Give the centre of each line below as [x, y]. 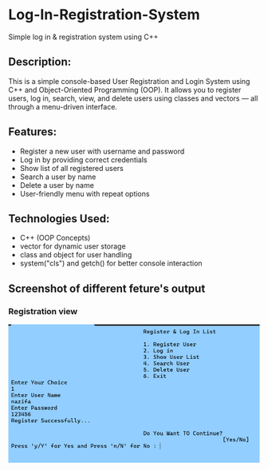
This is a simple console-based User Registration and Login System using [129, 81]
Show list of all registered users [71, 168]
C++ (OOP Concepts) [55, 238]
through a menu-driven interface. [63, 106]
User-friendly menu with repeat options [85, 193]
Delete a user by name [57, 185]
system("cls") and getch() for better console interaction [111, 263]
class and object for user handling [76, 255]
